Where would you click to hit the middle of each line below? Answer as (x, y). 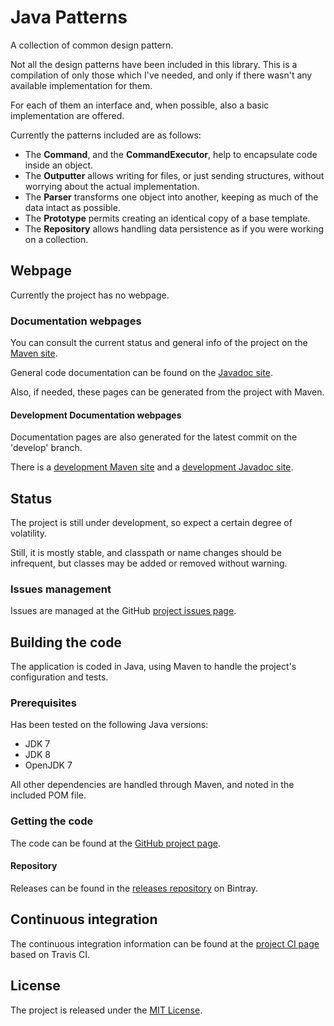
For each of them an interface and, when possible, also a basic (140, 105)
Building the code (66, 642)
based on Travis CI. (50, 954)
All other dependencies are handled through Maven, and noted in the (152, 785)
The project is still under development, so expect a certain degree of (151, 523)
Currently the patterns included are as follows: (106, 135)
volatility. (29, 533)
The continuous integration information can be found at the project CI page (165, 943)
